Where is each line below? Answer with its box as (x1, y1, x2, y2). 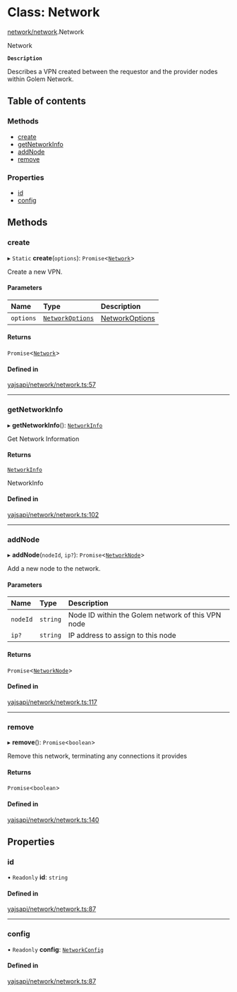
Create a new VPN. (7, 267, 63, 276)
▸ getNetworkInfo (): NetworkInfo (7, 421, 103, 429)
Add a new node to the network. (7, 564, 101, 573)
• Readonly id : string (7, 873, 68, 882)
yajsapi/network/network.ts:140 (7, 816, 99, 824)
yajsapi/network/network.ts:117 (7, 698, 97, 706)
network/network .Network (7, 28, 85, 36)
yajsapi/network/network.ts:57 (7, 380, 97, 389)
